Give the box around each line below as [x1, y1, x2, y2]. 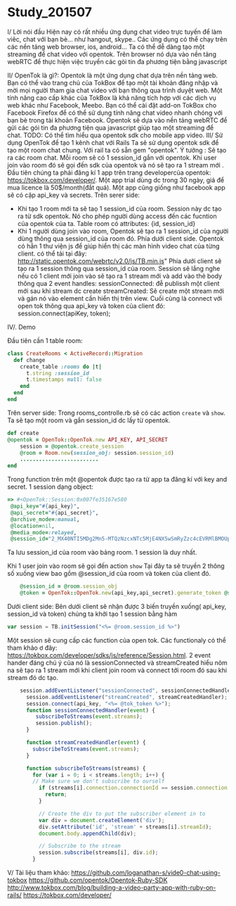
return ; [44, 791, 68, 798]
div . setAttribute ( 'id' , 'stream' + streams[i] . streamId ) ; [38, 823, 212, 831]
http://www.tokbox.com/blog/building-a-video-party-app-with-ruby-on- [7, 883, 216, 892]
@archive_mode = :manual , [10, 515, 80, 523]
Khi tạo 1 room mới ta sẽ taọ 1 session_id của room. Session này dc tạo [17, 204, 223, 213]
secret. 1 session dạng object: [7, 483, 93, 491]
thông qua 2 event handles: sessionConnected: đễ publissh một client [17, 279, 220, 287]
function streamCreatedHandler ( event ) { [25, 739, 146, 746]
